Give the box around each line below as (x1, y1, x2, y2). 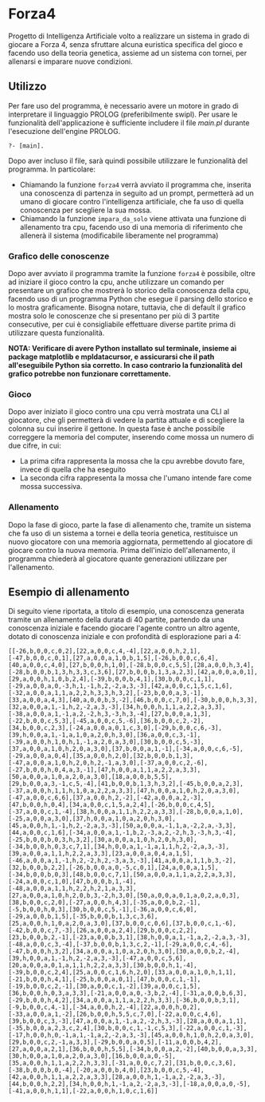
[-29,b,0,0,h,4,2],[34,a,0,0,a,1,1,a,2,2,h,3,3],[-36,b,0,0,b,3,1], (8, 997, 240, 1005)
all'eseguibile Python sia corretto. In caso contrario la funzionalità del (8, 361, 243, 370)
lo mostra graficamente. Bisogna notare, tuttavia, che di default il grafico (8, 302, 246, 312)
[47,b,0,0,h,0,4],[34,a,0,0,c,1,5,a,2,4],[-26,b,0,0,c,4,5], (8, 801, 216, 809)
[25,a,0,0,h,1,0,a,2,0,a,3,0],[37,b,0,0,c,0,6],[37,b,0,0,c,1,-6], (8, 919, 237, 928)
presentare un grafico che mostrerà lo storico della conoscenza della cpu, (8, 286, 251, 295)
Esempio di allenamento (8, 586, 130, 599)
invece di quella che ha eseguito (19, 464, 126, 475)
